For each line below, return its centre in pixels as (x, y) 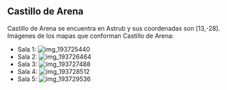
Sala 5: (27, 79)
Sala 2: (27, 57)
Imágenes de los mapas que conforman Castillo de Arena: (91, 36)
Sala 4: (27, 71)
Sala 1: (27, 49)
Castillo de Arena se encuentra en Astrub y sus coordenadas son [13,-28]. (114, 28)
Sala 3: (27, 64)
